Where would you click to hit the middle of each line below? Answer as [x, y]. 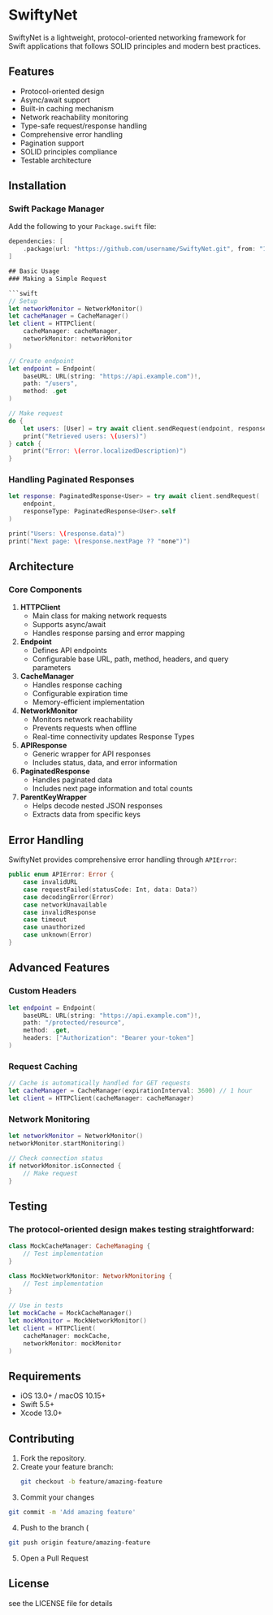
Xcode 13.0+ [41, 1413]
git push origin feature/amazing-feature [80, 1542]
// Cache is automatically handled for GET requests [100, 1083]
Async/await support [55, 100]
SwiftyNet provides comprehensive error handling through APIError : [123, 859]
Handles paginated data [72, 780]
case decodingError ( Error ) [69, 897]
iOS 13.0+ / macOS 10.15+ [63, 1396]
